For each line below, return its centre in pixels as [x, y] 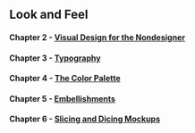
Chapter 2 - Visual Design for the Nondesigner [97, 37]
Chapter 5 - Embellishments [63, 98]
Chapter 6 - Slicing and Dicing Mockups [85, 119]
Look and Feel [49, 15]
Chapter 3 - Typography [55, 58]
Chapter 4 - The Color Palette [65, 79]
